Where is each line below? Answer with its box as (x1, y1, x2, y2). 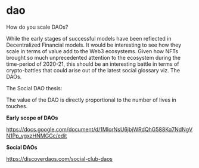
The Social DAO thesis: (6, 84, 63, 91)
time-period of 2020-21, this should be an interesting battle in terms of (6, 60, 179, 68)
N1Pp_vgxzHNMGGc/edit (6, 132, 67, 139)
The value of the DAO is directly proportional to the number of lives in (6, 96, 177, 103)
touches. (6, 102, 28, 109)
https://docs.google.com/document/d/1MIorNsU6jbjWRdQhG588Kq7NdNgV (6, 126, 193, 133)
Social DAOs (6, 143, 38, 151)
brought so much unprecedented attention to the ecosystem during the (6, 54, 181, 61)
